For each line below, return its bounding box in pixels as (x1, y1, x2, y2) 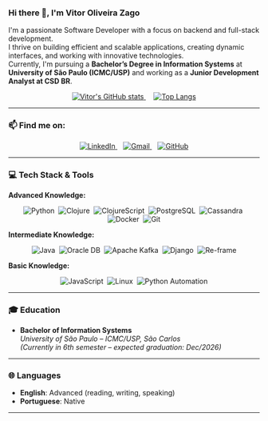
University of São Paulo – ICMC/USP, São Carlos (19, 334, 181, 343)
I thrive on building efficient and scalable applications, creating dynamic (8, 42, 245, 52)
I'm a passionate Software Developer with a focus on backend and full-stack (8, 26, 260, 35)
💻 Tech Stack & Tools (8, 169, 94, 180)
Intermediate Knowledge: (8, 230, 95, 239)
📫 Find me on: (8, 120, 66, 131)
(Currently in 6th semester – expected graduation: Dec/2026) (19, 343, 222, 352)
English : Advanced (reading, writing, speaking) (19, 388, 175, 398)
